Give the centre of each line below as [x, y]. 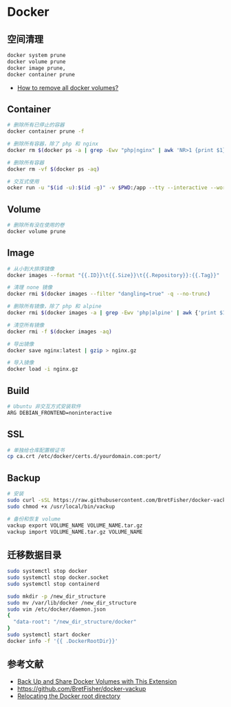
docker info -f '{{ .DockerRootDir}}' [63, 641]
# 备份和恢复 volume [34, 519]
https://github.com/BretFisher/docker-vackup [81, 688]
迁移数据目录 [34, 555]
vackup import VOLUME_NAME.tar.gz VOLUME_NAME [75, 532]
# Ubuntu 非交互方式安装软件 [44, 406]
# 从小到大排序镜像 [31, 269]
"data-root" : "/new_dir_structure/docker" [75, 622]
